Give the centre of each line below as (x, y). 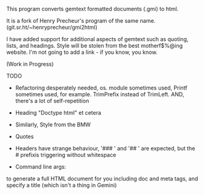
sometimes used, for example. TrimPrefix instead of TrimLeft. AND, (100, 94)
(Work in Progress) (30, 64)
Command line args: (40, 167)
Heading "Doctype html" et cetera (58, 113)
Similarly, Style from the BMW (53, 124)
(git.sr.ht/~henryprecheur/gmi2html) (52, 27)
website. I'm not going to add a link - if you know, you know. (82, 52)
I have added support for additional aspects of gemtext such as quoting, (97, 39)
